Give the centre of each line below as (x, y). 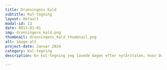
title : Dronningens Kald (31, 10)
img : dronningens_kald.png (33, 33)
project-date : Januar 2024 (33, 46)
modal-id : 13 (19, 23)
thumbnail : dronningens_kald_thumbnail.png (51, 37)
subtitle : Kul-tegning (29, 14)
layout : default (22, 19)
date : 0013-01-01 (23, 28)
